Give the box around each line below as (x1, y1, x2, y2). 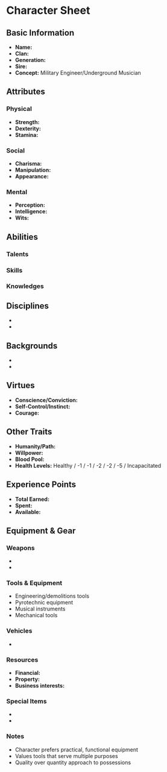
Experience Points (6, 480, 77, 490)
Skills (6, 266, 23, 274)
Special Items (6, 697, 47, 705)
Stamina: (14, 131, 39, 139)
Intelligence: (14, 208, 48, 215)
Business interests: (14, 682, 65, 689)
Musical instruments (14, 605, 66, 612)
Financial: (14, 670, 40, 677)
